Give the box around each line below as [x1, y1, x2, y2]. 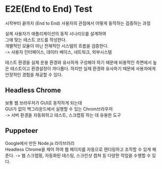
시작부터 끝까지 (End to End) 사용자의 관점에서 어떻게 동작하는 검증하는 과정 [5, 20, 151, 26]
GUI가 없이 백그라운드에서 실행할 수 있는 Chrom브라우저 [5, 106, 113, 112]
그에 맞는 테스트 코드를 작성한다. [5, 37, 67, 43]
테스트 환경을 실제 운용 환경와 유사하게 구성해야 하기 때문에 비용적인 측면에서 [5, 59, 152, 65]
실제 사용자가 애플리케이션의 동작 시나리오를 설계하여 [5, 30, 107, 36]
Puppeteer [5, 126, 38, 135]
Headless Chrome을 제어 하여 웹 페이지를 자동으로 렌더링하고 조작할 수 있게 [5, 146, 151, 152]
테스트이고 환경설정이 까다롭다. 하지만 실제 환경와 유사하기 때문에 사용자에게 [10, 65, 156, 72]
